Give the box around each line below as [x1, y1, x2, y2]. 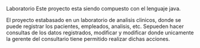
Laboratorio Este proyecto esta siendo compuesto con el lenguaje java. [6, 5, 181, 12]
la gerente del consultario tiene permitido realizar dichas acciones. [6, 36, 170, 42]
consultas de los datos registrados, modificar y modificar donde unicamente [6, 29, 194, 36]
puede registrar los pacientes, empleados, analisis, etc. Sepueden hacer [6, 23, 184, 30]
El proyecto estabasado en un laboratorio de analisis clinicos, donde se [6, 17, 181, 23]
